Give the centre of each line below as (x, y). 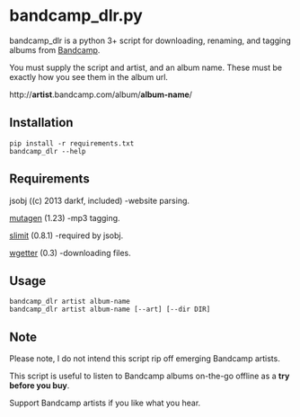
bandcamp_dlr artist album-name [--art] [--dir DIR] (110, 310)
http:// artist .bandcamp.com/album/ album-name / (101, 94)
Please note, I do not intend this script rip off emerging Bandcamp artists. (145, 359)
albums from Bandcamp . (55, 49)
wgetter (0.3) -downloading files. (71, 253)
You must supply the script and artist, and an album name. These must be (146, 67)
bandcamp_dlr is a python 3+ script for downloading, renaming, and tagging (150, 40)
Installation (41, 123)
